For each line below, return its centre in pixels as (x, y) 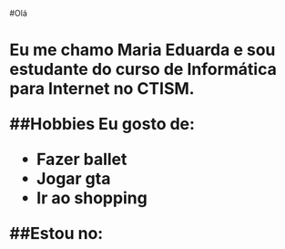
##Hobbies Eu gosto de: (102, 124)
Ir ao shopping (92, 198)
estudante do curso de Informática (143, 70)
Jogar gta (73, 179)
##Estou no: (56, 234)
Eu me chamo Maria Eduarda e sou (142, 50)
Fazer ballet (81, 160)
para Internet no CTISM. (102, 89)
